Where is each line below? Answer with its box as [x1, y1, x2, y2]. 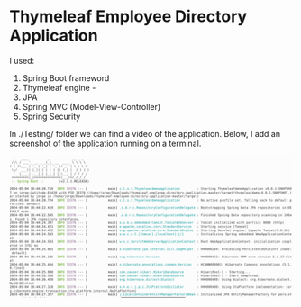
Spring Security [22, 111, 81, 122]
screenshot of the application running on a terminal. [9, 138, 202, 149]
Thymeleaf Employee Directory [9, 6, 248, 27]
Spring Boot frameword [22, 72, 110, 83]
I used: [9, 55, 35, 66]
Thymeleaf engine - [22, 82, 96, 93]
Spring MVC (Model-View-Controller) [22, 101, 161, 112]
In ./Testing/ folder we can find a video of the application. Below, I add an [9, 128, 281, 139]
